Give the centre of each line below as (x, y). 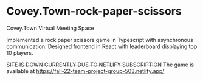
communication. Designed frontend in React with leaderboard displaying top (102, 46)
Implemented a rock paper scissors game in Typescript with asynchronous (100, 40)
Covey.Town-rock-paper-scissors (94, 11)
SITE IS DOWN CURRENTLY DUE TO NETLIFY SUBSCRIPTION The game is (100, 65)
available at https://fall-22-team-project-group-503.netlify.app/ (85, 71)
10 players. (20, 52)
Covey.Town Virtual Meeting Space (50, 28)
